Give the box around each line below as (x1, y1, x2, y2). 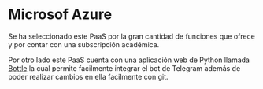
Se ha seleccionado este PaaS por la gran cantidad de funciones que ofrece (8, 32, 256, 41)
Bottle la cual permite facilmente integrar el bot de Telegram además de (8, 63, 241, 72)
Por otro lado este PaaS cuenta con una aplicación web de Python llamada (8, 55, 250, 65)
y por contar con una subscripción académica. (8, 39, 160, 49)
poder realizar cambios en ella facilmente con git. (8, 72, 169, 81)
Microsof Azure (8, 6, 113, 24)
